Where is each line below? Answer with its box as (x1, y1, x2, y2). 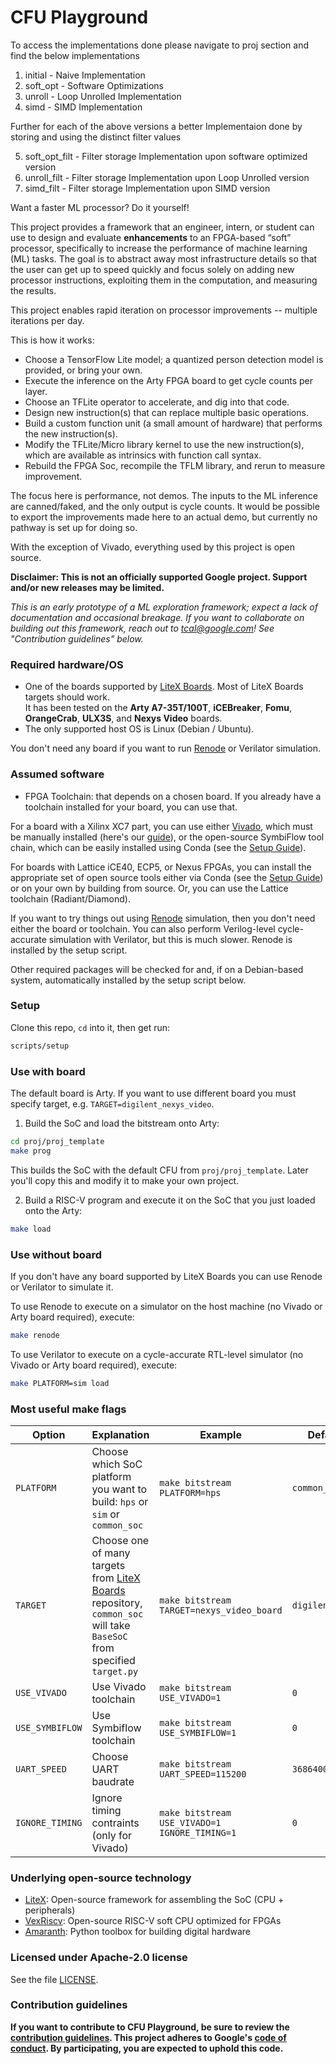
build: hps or (91, 1494, 149, 1508)
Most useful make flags (10, 1402, 127, 1416)
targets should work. (24, 691, 110, 703)
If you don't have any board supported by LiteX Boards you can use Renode (10, 1270, 323, 1282)
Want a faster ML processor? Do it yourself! (10, 201, 190, 213)
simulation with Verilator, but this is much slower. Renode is (48, 933, 293, 945)
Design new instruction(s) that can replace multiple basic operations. (24, 406, 309, 418)
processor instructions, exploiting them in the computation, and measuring (10, 274, 318, 286)
